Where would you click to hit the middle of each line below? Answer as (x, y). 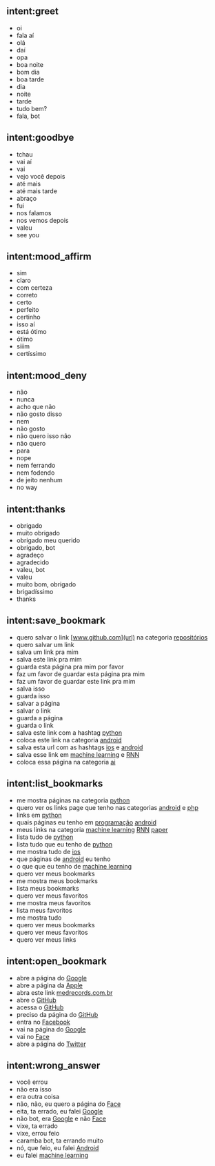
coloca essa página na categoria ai (66, 762)
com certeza (34, 288)
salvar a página (38, 703)
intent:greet (33, 11)
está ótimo (31, 332)
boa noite (30, 64)
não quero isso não (44, 436)
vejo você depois (41, 176)
